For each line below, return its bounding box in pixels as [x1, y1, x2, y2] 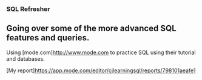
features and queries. [6, 32, 90, 43]
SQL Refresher [6, 5, 50, 13]
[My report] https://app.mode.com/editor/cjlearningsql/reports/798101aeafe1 [6, 67, 196, 74]
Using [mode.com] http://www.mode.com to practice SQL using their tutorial [6, 49, 196, 56]
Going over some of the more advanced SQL [6, 23, 177, 34]
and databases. [6, 55, 45, 62]
